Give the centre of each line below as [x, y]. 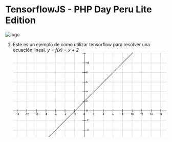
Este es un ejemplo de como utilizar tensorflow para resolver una [81, 44]
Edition [20, 20]
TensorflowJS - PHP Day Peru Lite [79, 9]
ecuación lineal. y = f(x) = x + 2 [46, 50]
